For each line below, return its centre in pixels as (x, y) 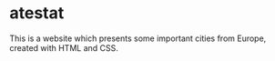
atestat (37, 13)
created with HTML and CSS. (64, 47)
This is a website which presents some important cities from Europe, (138, 38)
